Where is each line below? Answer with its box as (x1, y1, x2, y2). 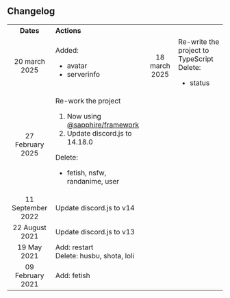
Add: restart (55, 243, 94, 252)
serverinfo (66, 69, 101, 79)
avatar (66, 61, 88, 71)
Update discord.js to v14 (55, 203, 135, 212)
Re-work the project (55, 96, 121, 105)
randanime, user (66, 176, 120, 186)
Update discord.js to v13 (55, 227, 135, 236)
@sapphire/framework (66, 120, 139, 129)
